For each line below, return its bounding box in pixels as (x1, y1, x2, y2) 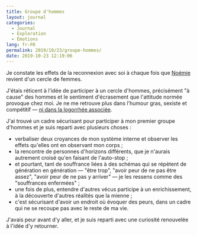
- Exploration (11, 31, 46, 37)
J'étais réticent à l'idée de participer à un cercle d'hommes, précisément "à (6, 87, 190, 94)
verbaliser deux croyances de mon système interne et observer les (14, 135, 179, 142)
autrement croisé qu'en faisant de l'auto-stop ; (14, 154, 128, 161)
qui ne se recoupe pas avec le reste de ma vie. (14, 204, 129, 211)
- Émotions (11, 36, 38, 42)
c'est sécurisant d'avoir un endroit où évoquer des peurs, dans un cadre (14, 198, 191, 205)
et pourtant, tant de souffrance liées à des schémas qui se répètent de (14, 160, 187, 167)
